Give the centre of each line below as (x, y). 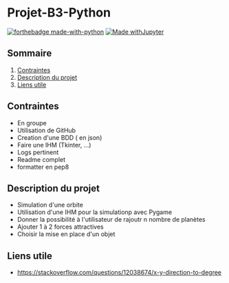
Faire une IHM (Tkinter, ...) (54, 145)
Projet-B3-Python (59, 13)
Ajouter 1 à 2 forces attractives (61, 227)
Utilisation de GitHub (46, 130)
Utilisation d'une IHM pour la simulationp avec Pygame (95, 212)
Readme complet (41, 159)
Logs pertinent (38, 152)
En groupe (32, 123)
